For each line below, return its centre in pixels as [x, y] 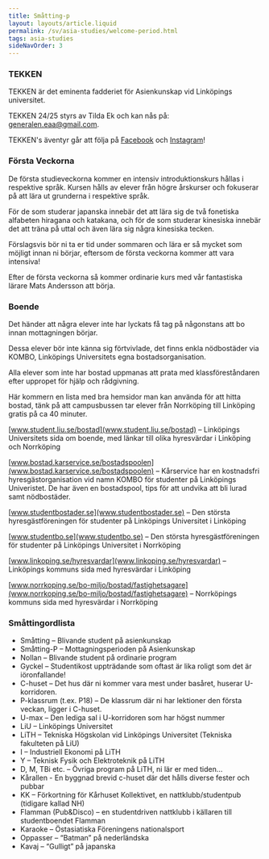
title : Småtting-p [39, 16]
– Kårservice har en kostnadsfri [208, 471]
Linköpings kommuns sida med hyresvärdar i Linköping [100, 569]
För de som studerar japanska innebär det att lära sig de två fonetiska [124, 212]
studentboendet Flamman [63, 821]
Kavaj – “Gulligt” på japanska [68, 846]
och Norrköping [35, 447]
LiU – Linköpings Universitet [66, 727]
